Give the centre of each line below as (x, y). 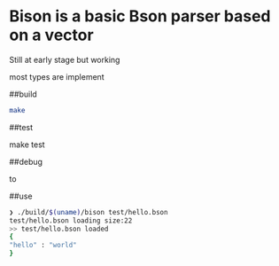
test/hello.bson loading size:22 (71, 220)
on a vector (52, 35)
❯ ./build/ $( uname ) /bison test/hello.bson (89, 212)
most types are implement (57, 76)
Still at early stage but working (65, 59)
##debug (26, 161)
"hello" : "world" (43, 246)
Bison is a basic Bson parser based (140, 16)
